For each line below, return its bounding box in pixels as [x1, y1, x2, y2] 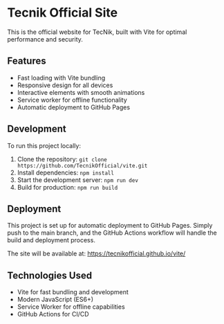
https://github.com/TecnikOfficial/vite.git [17, 162, 148, 169]
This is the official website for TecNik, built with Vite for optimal [7, 28, 187, 36]
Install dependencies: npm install [17, 168, 114, 177]
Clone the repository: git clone [17, 154, 107, 163]
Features [7, 55, 46, 67]
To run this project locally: [7, 141, 82, 150]
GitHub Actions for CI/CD [17, 310, 89, 318]
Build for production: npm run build [17, 183, 118, 191]
